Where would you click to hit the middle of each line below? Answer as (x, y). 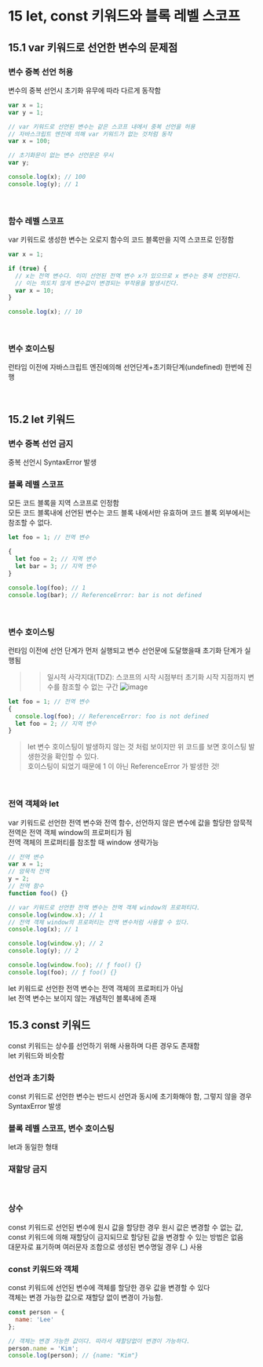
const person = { (37, 1312)
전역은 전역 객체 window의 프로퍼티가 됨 (70, 832)
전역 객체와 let (34, 804)
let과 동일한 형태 (33, 1147)
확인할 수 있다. (77, 756)
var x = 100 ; (29, 141)
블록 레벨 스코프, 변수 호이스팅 (62, 1128)
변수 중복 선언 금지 (41, 443)
